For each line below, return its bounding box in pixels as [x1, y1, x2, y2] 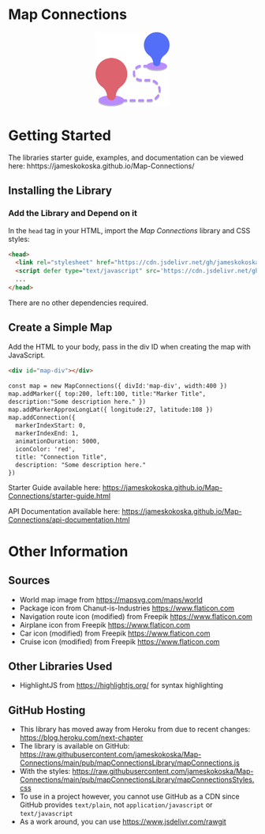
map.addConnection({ [8, 413, 77, 421]
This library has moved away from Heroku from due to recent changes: [19, 725, 251, 734]
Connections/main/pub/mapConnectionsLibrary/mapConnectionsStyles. [19, 775, 255, 784]
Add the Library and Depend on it [8, 208, 138, 219]
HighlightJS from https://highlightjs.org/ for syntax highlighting [19, 681, 223, 690]
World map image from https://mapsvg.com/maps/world [19, 594, 203, 604]
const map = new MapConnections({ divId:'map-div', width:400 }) [8, 382, 227, 390]
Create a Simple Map [8, 321, 113, 334]
